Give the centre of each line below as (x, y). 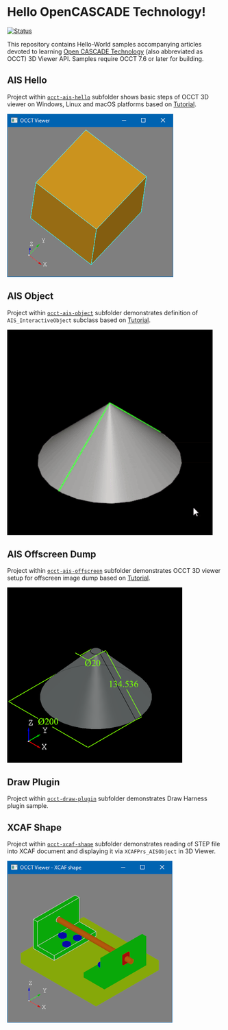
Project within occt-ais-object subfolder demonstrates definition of (103, 312)
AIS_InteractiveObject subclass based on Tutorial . (79, 320)
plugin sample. (28, 806)
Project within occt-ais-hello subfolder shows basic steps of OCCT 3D (108, 97)
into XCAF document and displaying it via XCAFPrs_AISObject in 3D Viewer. (112, 851)
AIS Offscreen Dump (52, 554)
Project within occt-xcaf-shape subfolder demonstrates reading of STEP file (114, 844)
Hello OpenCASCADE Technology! (106, 12)
